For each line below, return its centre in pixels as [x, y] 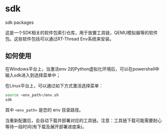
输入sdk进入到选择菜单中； [33, 75]
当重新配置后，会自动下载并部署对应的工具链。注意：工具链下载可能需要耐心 [83, 120]
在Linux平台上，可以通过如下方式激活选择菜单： [54, 85]
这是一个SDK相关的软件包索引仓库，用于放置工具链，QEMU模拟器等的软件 [82, 32]
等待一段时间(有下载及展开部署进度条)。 [46, 127]
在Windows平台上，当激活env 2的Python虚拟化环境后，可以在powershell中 [83, 69]
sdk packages [19, 22]
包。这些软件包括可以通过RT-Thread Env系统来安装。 [60, 39]
